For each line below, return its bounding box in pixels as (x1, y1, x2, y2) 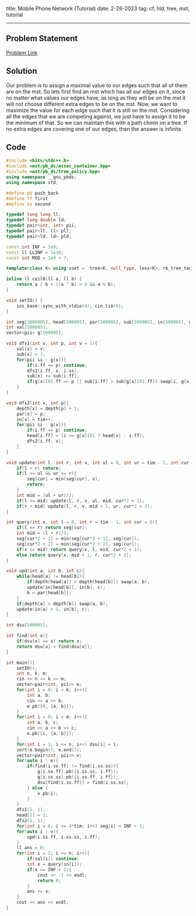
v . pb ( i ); (37, 791, 59, 796)
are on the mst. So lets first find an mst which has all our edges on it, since (6, 88, 185, 95)
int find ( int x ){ (6, 633, 48, 639)
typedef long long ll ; (6, 212, 61, 217)
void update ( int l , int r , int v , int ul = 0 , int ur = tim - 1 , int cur (6, 459, 190, 465)
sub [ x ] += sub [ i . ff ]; (27, 373, 80, 379)
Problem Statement (6, 33, 78, 43)
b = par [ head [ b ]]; (27, 590, 72, 595)
